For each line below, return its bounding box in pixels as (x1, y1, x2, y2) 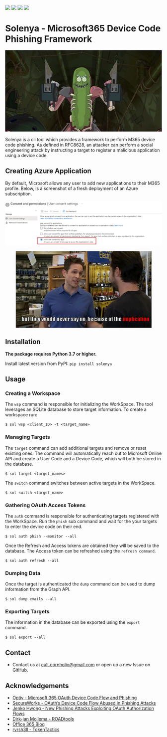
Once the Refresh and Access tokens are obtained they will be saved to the (5, 543, 159, 549)
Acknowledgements (5, 681, 69, 690)
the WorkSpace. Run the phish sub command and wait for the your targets (5, 518, 158, 524)
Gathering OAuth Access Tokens (5, 502, 86, 509)
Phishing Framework (5, 33, 92, 45)
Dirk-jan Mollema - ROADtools (12, 716, 75, 722)
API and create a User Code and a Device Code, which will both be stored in (5, 455, 162, 461)
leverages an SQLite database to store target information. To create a (5, 406, 147, 412)
